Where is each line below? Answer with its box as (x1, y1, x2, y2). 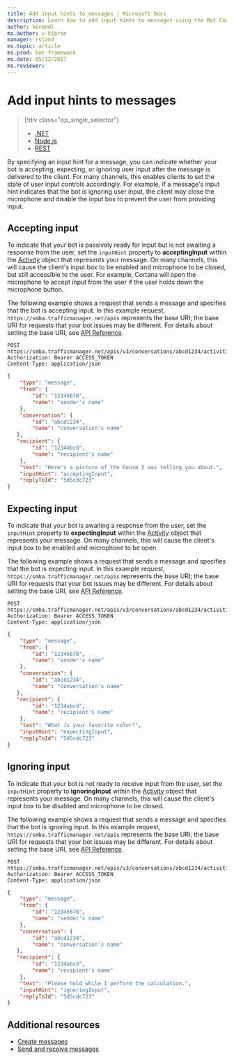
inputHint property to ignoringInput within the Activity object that (7, 787, 197, 795)
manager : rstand (7, 36, 54, 43)
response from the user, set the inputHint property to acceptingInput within (7, 248, 227, 257)
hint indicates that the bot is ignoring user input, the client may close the (7, 187, 214, 196)
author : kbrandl (7, 23, 54, 30)
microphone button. (7, 285, 64, 294)
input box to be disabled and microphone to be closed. (7, 801, 164, 810)
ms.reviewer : (7, 62, 45, 69)
